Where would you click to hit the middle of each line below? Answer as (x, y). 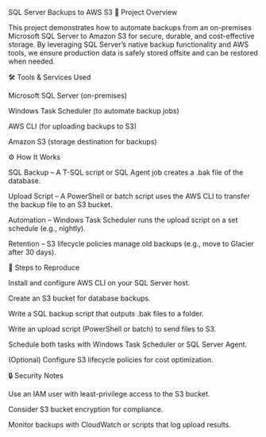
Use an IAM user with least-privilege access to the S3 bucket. (109, 394)
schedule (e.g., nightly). (47, 228)
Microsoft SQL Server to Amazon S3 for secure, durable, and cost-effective (131, 36)
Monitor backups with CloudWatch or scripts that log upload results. (120, 425)
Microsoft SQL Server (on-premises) (68, 96)
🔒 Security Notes (36, 376)
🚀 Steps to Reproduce (44, 267)
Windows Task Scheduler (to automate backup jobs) (94, 111)
